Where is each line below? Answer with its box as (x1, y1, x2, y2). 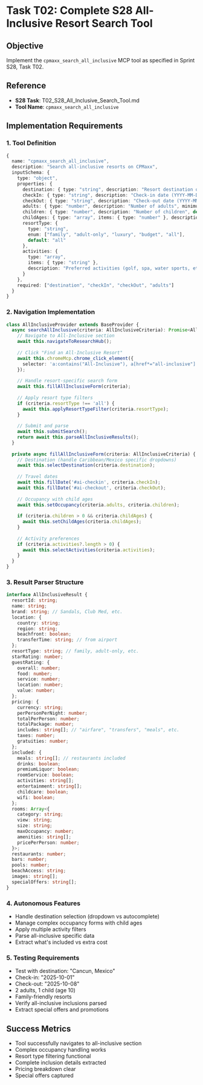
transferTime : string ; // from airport (17, 637, 118, 643)
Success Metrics (6, 1023, 71, 1034)
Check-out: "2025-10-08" (14, 980, 80, 987)
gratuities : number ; (17, 738, 69, 745)
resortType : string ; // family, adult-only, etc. (11, 648, 139, 654)
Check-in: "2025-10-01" (14, 974, 75, 981)
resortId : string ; (11, 597, 59, 603)
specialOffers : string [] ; (11, 879, 77, 885)
